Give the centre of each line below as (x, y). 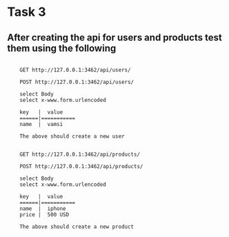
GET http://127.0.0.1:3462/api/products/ (80, 154)
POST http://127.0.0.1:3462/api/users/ (77, 82)
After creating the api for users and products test (114, 38)
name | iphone (43, 209)
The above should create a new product (77, 227)
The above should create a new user (72, 136)
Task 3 (27, 12)
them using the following (62, 48)
